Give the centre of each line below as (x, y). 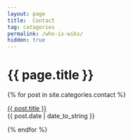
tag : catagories (31, 27)
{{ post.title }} (27, 109)
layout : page (26, 14)
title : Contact (31, 21)
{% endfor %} (27, 130)
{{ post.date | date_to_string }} (51, 116)
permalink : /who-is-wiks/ (45, 34)
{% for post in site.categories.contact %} (67, 95)
